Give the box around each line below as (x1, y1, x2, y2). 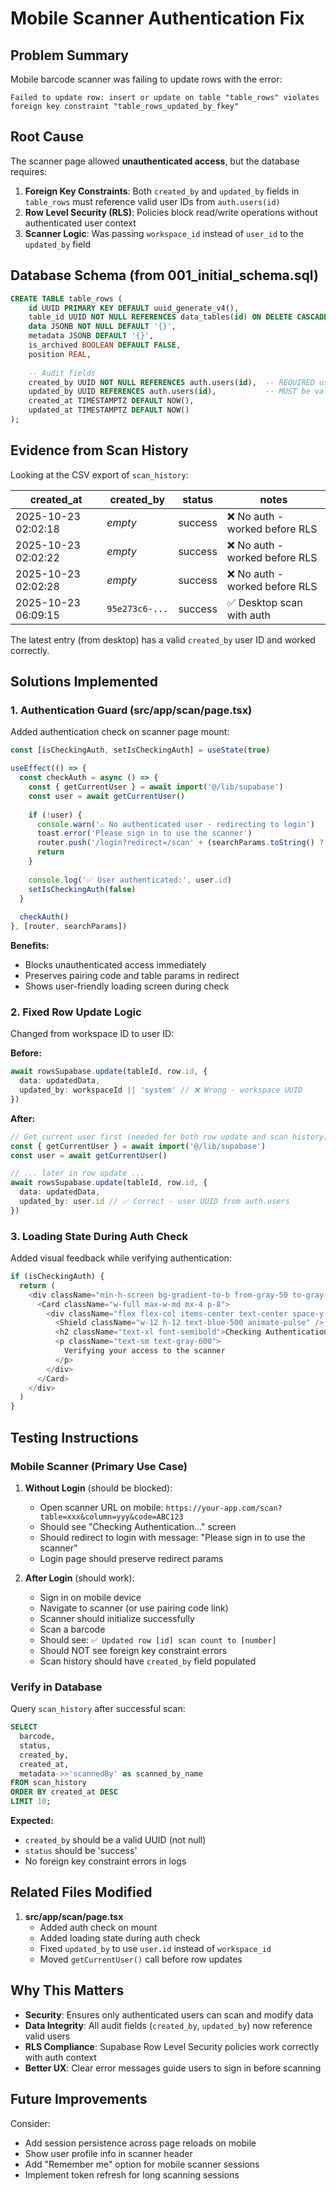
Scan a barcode (39, 1623, 106, 1635)
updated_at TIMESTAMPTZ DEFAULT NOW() (28, 405, 190, 416)
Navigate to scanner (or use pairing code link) (39, 1602, 229, 1614)
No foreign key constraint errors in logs (24, 1855, 187, 1867)
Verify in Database (10, 1680, 103, 1694)
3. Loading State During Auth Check (10, 1229, 189, 1243)
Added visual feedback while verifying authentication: (10, 1252, 232, 1264)
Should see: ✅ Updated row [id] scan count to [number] (39, 1633, 277, 1646)
